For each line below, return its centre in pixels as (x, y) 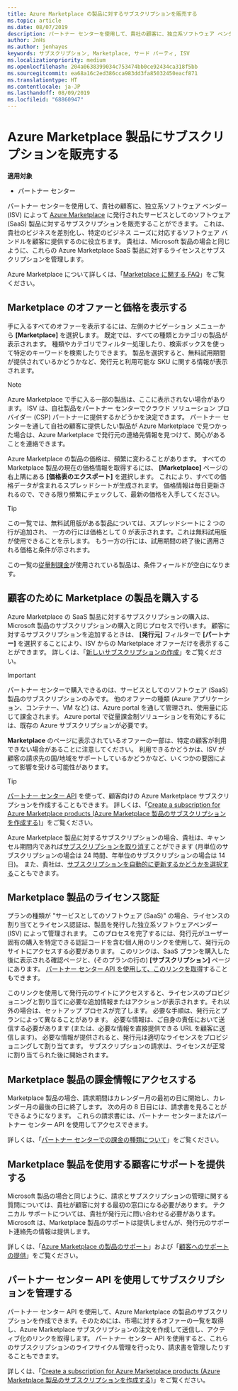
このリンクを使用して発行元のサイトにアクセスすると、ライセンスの (106, 993)
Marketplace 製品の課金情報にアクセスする (102, 1079)
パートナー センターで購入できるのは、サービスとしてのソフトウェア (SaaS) (118, 690)
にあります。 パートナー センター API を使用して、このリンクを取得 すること (118, 969)
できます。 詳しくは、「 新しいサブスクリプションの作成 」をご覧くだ (118, 652)
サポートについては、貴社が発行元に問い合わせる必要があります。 (123, 1214)
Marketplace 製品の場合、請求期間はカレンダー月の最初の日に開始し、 (110, 1098)
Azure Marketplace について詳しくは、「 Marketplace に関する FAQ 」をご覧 (116, 274)
